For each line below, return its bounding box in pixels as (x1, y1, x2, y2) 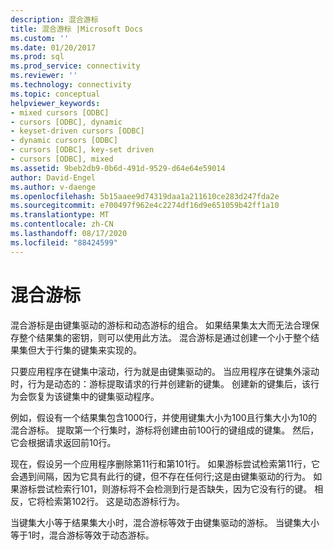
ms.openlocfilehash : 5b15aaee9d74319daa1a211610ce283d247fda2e (10, 191, 280, 201)
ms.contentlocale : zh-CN (10, 219, 114, 230)
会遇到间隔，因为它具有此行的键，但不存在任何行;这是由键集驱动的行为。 (10, 470, 312, 482)
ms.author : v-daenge (10, 182, 97, 192)
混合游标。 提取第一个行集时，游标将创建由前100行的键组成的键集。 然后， (10, 424, 320, 436)
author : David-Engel (10, 172, 97, 183)
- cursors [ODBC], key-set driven (10, 145, 155, 155)
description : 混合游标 (10, 14, 99, 25)
